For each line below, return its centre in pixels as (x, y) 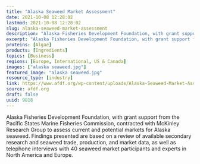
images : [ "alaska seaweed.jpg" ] (46, 67)
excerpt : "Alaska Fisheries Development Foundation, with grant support (98, 39)
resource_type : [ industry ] (40, 78)
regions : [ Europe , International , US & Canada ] (66, 61)
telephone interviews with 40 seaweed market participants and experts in (96, 149)
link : (13, 84)
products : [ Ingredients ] (37, 51)
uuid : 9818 (20, 100)
